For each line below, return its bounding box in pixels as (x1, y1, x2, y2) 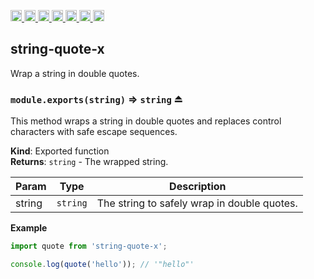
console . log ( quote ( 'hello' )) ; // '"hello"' (10, 259, 195, 269)
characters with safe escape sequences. (10, 126, 178, 138)
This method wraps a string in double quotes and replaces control (10, 115, 282, 127)
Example (10, 222, 48, 234)
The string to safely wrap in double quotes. (96, 196, 298, 210)
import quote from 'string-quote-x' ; (10, 241, 168, 252)
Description (169, 180, 227, 194)
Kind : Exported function (10, 145, 110, 157)
